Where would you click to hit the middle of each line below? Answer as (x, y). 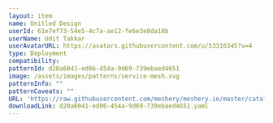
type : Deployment (38, 53)
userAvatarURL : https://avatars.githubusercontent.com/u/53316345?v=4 (130, 46)
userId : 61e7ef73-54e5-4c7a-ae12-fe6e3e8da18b (89, 31)
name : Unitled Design (45, 23)
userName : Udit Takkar (47, 38)
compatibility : (34, 61)
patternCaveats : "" (41, 91)
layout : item (30, 16)
